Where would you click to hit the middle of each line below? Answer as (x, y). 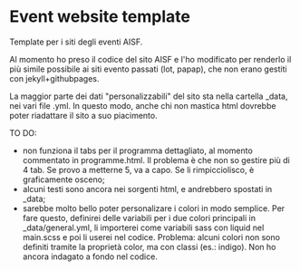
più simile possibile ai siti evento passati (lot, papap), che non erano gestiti (148, 69)
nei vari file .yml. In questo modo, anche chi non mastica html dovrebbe (143, 105)
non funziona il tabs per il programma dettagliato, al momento (138, 150)
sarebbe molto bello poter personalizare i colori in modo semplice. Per (154, 208)
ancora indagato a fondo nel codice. (90, 256)
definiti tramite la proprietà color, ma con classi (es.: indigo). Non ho (149, 247)
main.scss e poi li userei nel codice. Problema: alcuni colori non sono (151, 237)
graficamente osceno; (64, 179)
